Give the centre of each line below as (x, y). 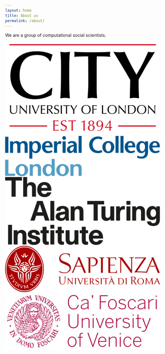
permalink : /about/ (25, 21)
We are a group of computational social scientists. (56, 35)
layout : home (18, 10)
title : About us (22, 15)
